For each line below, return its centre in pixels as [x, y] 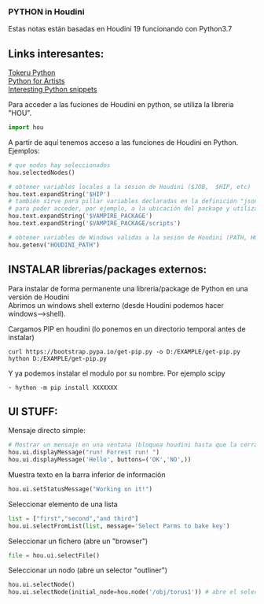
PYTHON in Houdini [46, 12]
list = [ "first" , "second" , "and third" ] [73, 518]
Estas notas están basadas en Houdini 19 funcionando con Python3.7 [120, 29]
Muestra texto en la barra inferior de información [87, 474]
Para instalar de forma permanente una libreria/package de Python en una [128, 288]
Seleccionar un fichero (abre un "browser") [78, 541]
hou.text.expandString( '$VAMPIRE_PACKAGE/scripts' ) [94, 224]
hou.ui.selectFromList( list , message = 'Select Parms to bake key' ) [119, 526]
